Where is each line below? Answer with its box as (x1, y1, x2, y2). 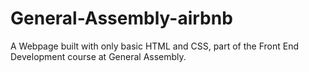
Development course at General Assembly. (10, 50, 187, 62)
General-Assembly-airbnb (10, 7, 233, 30)
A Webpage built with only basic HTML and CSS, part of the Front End (10, 40, 300, 52)
